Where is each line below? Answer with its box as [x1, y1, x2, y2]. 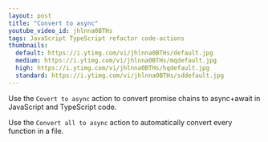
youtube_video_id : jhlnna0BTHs [8, 26, 113, 34]
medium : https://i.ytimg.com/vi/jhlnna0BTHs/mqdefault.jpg [15, 57, 217, 65]
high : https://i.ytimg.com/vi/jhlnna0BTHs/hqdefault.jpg [15, 64, 210, 72]
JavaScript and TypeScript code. [8, 102, 117, 112]
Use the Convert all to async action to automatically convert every [8, 117, 233, 127]
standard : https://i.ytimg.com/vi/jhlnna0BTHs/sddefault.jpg [15, 71, 225, 79]
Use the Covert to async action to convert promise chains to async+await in [8, 93, 261, 103]
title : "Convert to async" [8, 19, 99, 27]
